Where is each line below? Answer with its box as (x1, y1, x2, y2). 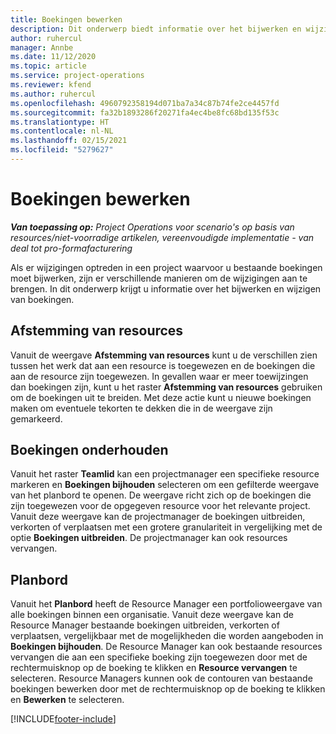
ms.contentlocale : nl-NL (10, 126, 114, 136)
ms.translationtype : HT (10, 117, 110, 127)
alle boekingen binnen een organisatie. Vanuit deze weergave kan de (10, 609, 294, 621)
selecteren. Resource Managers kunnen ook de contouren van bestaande (10, 672, 313, 685)
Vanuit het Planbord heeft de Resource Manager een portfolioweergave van (10, 598, 323, 610)
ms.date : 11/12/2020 (10, 52, 97, 62)
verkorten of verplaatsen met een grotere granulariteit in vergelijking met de (10, 521, 323, 533)
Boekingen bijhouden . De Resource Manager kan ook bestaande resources (10, 641, 323, 653)
